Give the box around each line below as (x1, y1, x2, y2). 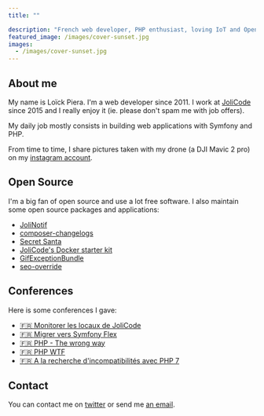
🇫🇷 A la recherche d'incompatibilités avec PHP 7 (19, 356, 180, 365)
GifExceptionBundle (19, 253, 84, 263)
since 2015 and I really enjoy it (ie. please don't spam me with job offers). (8, 105, 245, 115)
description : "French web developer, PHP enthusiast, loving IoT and (8, 25, 241, 34)
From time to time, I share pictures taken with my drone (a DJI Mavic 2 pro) (8, 144, 251, 154)
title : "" (8, 11, 41, 20)
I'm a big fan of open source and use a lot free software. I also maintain (8, 196, 239, 206)
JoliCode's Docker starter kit (19, 245, 112, 254)
